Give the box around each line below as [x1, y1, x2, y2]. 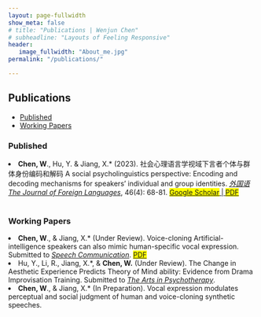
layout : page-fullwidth [8, 11, 86, 20]
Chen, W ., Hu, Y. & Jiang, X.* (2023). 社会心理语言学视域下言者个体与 [18, 159, 244, 168]
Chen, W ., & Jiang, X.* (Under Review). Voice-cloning [18, 234, 193, 243]
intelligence [8, 241, 46, 252]
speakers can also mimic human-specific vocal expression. [46, 241, 240, 252]
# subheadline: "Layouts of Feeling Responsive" [8, 33, 171, 42]
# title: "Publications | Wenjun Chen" [8, 26, 139, 34]
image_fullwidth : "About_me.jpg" [18, 48, 128, 56]
